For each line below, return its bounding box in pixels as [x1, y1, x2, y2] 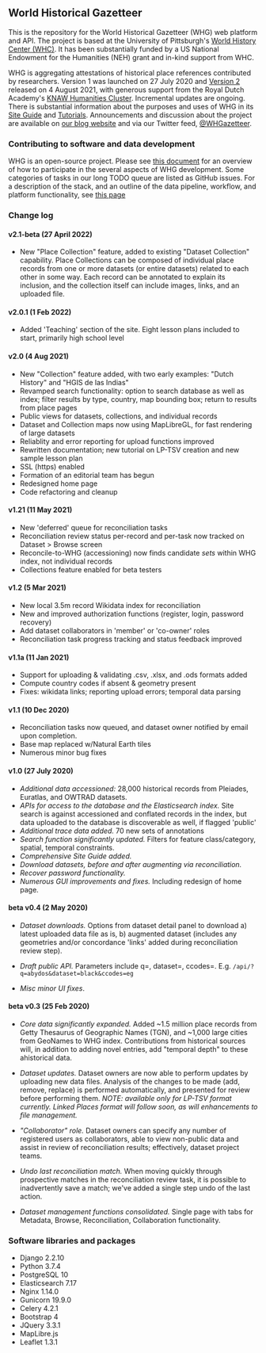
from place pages [19, 403, 78, 412]
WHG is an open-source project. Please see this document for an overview [8, 156, 253, 166]
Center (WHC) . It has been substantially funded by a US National [8, 44, 219, 54]
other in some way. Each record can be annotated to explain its [19, 273, 226, 282]
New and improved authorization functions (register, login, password [19, 610, 244, 619]
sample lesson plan [19, 453, 83, 463]
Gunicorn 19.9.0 [19, 1295, 72, 1305]
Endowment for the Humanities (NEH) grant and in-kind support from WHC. [8, 52, 255, 62]
